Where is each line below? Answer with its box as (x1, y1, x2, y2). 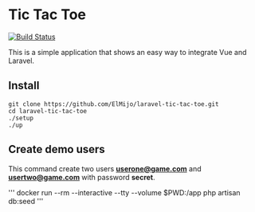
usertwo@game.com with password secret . (8, 172, 155, 182)
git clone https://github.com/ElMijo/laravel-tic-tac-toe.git (8, 100, 219, 108)
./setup (8, 114, 34, 122)
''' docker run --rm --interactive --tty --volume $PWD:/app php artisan (8, 187, 241, 197)
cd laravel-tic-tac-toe (8, 107, 88, 115)
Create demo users (8, 143, 105, 156)
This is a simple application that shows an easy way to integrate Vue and (8, 47, 247, 57)
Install (8, 79, 40, 92)
